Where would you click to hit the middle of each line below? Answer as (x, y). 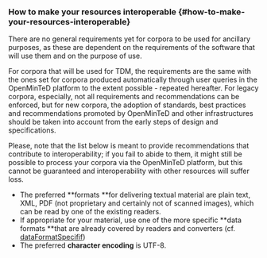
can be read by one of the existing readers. (90, 212)
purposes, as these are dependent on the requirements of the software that (132, 48)
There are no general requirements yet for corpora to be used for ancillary (130, 39)
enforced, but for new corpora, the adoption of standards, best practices (127, 105)
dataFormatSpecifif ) (52, 237)
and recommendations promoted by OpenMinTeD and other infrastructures (131, 114)
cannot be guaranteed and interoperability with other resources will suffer (129, 171)
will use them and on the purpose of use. (75, 56)
